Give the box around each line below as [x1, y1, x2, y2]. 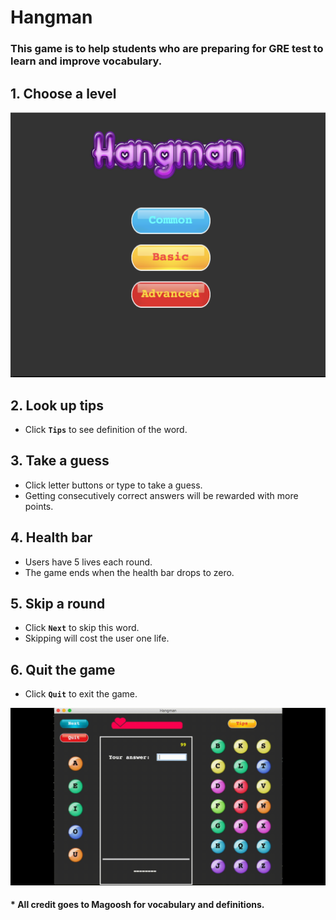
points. [24, 500, 54, 512]
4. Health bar [10, 529, 93, 546]
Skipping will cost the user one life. [24, 632, 170, 645]
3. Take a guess [10, 452, 110, 470]
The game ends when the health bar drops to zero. [24, 566, 235, 578]
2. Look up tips [10, 397, 105, 414]
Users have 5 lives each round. [24, 556, 153, 568]
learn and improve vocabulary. [10, 54, 163, 68]
